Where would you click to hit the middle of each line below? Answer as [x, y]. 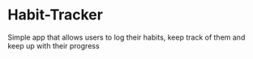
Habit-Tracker [55, 15]
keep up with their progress [54, 45]
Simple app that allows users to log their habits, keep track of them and [126, 37]
